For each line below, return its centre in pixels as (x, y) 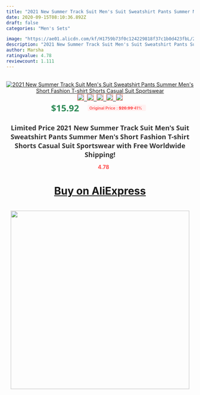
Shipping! (100, 154)
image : (14, 39)
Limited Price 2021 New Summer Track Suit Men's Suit (100, 128)
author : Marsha (25, 50)
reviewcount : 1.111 (30, 61)
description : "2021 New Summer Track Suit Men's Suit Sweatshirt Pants (97, 45)
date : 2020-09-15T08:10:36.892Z (46, 17)
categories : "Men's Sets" (38, 28)
